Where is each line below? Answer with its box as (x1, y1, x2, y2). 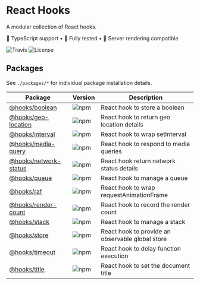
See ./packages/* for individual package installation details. (6, 79, 152, 86)
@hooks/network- (9, 157, 61, 165)
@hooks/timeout (9, 248, 55, 256)
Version (72, 93, 95, 102)
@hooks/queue (9, 173, 52, 182)
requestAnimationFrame (101, 191, 168, 199)
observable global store (101, 235, 167, 243)
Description (129, 93, 163, 102)
